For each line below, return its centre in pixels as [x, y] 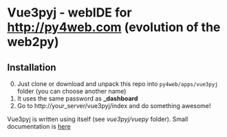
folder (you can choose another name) [72, 91]
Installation [32, 67]
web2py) [33, 42]
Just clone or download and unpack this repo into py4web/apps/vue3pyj [117, 84]
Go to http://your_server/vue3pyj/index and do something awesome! [114, 106]
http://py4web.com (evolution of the [114, 27]
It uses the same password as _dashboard [77, 98]
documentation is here [39, 126]
